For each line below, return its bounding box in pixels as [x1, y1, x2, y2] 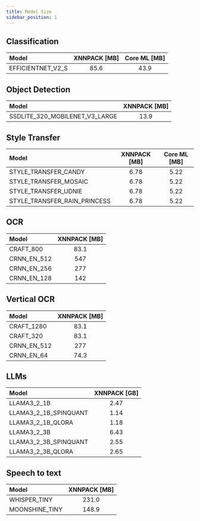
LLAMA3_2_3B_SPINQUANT [9, 438, 89, 446]
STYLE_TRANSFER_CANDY [9, 168, 85, 176]
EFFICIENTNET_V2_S [9, 64, 68, 72]
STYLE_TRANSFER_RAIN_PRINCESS [9, 196, 111, 205]
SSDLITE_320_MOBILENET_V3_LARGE [9, 112, 118, 121]
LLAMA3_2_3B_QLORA [9, 448, 73, 456]
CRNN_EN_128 [9, 274, 52, 282]
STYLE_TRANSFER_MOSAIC [9, 177, 88, 186]
